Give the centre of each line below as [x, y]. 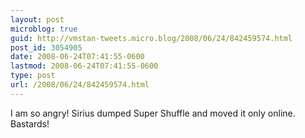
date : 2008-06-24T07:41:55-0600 [77, 57]
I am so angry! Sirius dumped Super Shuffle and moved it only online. [153, 113]
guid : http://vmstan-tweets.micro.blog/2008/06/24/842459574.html [151, 38]
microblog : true [44, 29]
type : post [33, 76]
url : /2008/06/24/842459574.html [80, 85]
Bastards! [30, 123]
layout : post [37, 19]
